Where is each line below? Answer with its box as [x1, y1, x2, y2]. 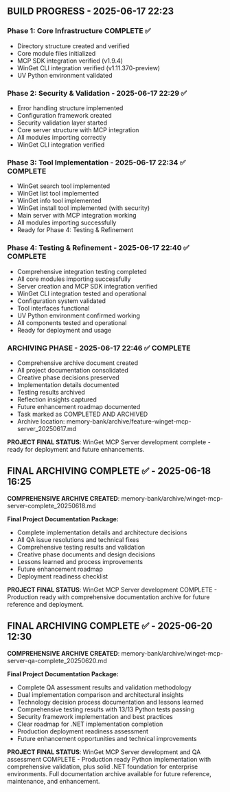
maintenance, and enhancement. [7, 777, 100, 785]
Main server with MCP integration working [16, 211, 137, 220]
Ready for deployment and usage [16, 326, 112, 334]
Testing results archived [16, 388, 86, 396]
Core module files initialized [16, 49, 96, 57]
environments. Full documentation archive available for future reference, [7, 769, 211, 778]
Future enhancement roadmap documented [16, 402, 141, 410]
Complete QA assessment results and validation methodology [16, 683, 192, 691]
